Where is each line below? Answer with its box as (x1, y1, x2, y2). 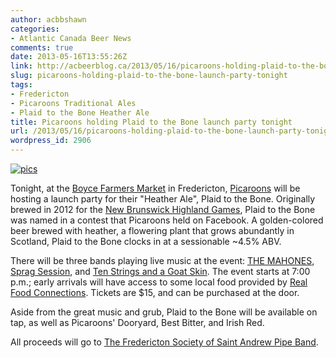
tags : (10, 80, 33, 90)
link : (10, 61, 33, 71)
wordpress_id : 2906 (10, 136, 92, 146)
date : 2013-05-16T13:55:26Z (10, 52, 128, 62)
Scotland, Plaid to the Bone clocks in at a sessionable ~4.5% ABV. (10, 236, 282, 247)
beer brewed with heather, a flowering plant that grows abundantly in (10, 225, 295, 236)
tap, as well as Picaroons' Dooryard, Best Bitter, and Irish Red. (10, 317, 265, 328)
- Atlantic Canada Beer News (10, 33, 132, 43)
